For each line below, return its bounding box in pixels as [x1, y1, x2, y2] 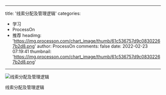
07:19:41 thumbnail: [12, 48, 52, 54]
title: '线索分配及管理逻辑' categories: [5, 10, 81, 16]
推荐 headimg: [12, 33, 42, 38]
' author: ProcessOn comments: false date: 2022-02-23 [34, 43, 148, 49]
